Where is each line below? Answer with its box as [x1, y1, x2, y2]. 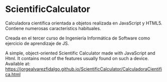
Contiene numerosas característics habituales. [5, 25, 101, 31]
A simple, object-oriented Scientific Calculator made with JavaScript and [5, 50, 155, 56]
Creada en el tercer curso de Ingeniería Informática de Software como [5, 35, 150, 41]
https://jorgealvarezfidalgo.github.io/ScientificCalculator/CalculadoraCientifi [5, 66, 162, 72]
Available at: [5, 60, 31, 66]
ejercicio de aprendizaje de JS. [5, 40, 69, 46]
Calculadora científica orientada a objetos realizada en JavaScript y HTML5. [5, 20, 162, 26]
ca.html [5, 71, 21, 77]
